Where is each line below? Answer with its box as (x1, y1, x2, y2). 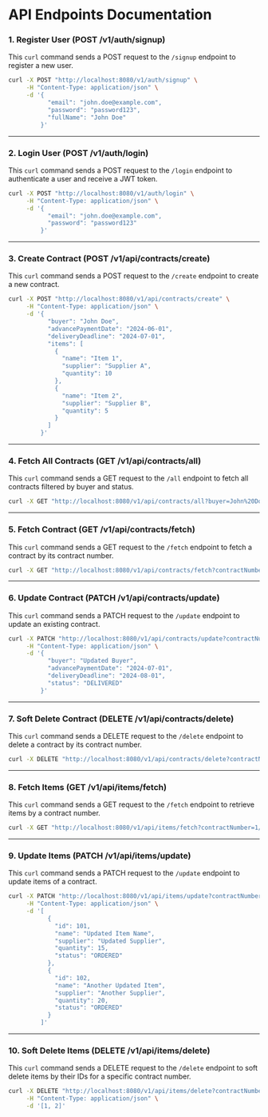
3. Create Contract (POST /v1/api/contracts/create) (8, 253, 211, 265)
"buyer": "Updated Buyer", (47, 657, 137, 665)
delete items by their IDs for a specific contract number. (8, 1071, 191, 1081)
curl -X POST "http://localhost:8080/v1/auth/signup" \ (8, 76, 198, 85)
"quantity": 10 (61, 369, 112, 377)
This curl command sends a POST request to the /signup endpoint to (8, 52, 237, 62)
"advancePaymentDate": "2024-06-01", (47, 325, 173, 333)
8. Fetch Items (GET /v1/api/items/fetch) (8, 781, 167, 792)
